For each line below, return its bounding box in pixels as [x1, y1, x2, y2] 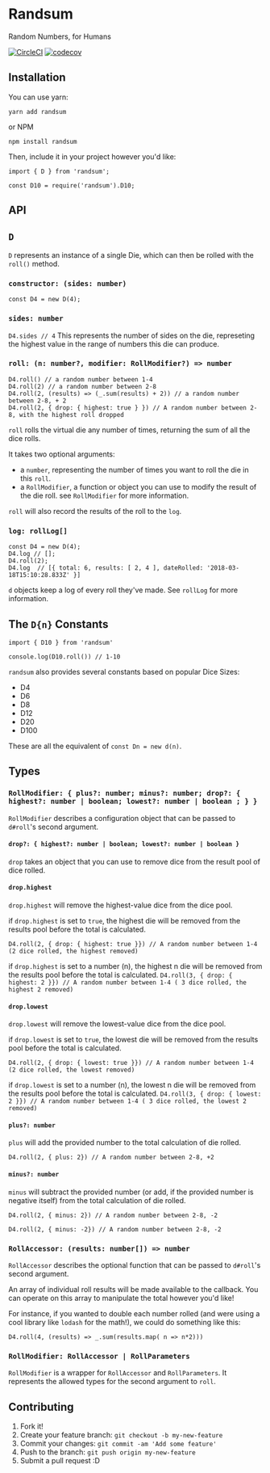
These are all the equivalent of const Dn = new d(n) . [8, 741, 182, 751]
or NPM [8, 122, 34, 132]
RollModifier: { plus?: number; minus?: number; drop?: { [8, 789, 241, 798]
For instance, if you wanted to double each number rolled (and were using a [8, 1308, 260, 1318]
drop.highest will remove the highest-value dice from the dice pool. [8, 900, 233, 910]
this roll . [19, 473, 52, 483]
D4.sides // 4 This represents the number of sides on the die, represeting [8, 330, 255, 340]
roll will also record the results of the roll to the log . [8, 506, 182, 516]
